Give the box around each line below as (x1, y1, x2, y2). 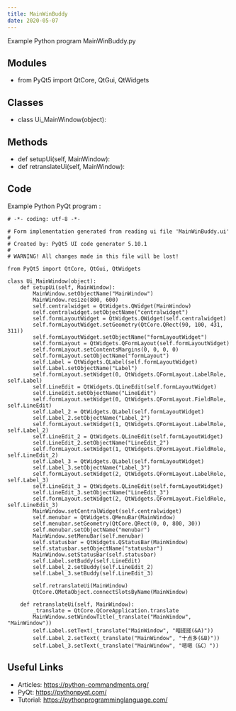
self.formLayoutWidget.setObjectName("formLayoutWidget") (33, 333, 208, 341)
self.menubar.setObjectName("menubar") (33, 526, 151, 533)
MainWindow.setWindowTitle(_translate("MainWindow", (33, 613, 192, 620)
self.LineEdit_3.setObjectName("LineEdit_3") (33, 489, 170, 496)
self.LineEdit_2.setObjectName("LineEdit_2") (33, 439, 170, 446)
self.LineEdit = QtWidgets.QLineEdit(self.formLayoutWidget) (33, 383, 218, 391)
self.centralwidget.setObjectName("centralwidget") (33, 308, 189, 316)
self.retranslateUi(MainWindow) (33, 582, 129, 590)
